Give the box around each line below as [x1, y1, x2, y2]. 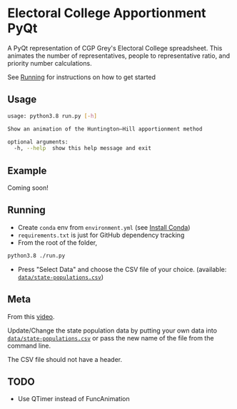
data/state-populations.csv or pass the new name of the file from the [7, 333, 214, 342]
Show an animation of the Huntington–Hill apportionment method [7, 125, 203, 133]
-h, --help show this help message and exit [14, 145, 152, 152]
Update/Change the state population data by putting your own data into [7, 326, 218, 335]
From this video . [7, 312, 55, 320]
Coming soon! [7, 183, 49, 192]
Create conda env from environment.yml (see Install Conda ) [17, 223, 191, 231]
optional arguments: [7, 138, 69, 146]
